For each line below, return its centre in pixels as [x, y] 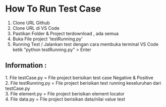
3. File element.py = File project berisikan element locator [65, 93]
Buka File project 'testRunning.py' [48, 39]
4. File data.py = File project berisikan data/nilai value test [65, 99]
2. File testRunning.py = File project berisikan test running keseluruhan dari [83, 83]
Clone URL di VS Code [36, 28]
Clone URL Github [31, 23]
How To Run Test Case [53, 9]
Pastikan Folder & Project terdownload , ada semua [66, 33]
